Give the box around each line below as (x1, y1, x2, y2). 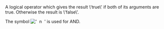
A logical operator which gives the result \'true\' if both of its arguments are (5, 4, 160, 10)
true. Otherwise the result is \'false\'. (5, 9, 79, 15)
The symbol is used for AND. (5, 19, 81, 24)
